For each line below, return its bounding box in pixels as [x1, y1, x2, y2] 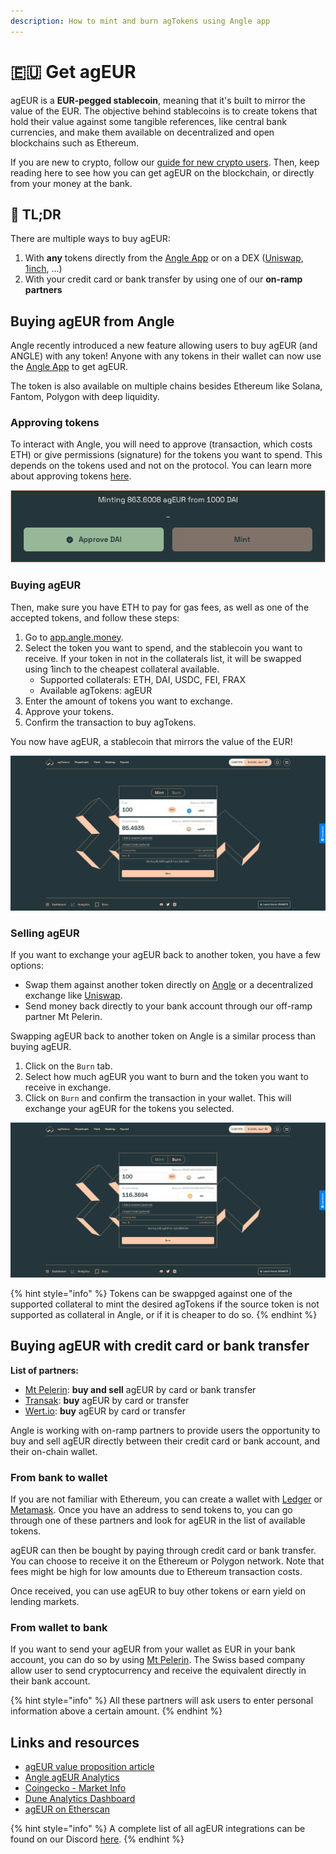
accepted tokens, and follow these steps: [10, 611, 180, 624]
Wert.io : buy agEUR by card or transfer [24, 1405, 186, 1417]
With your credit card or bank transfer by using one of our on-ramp [24, 273, 303, 285]
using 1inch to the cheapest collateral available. [24, 663, 220, 675]
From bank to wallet [10, 1470, 108, 1484]
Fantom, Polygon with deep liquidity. [10, 391, 160, 403]
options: [10, 959, 45, 971]
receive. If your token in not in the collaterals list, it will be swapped [24, 652, 302, 664]
